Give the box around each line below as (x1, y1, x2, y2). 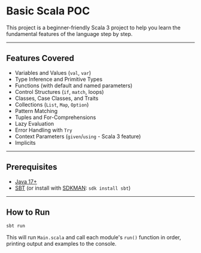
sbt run (6, 223, 26, 229)
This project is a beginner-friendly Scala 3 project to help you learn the (6, 24, 181, 31)
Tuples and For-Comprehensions (14, 114, 96, 121)
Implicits (14, 139, 36, 146)
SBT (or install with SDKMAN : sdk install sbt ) (14, 184, 131, 191)
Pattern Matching (14, 107, 58, 114)
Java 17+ (14, 178, 37, 185)
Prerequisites (6, 162, 57, 172)
